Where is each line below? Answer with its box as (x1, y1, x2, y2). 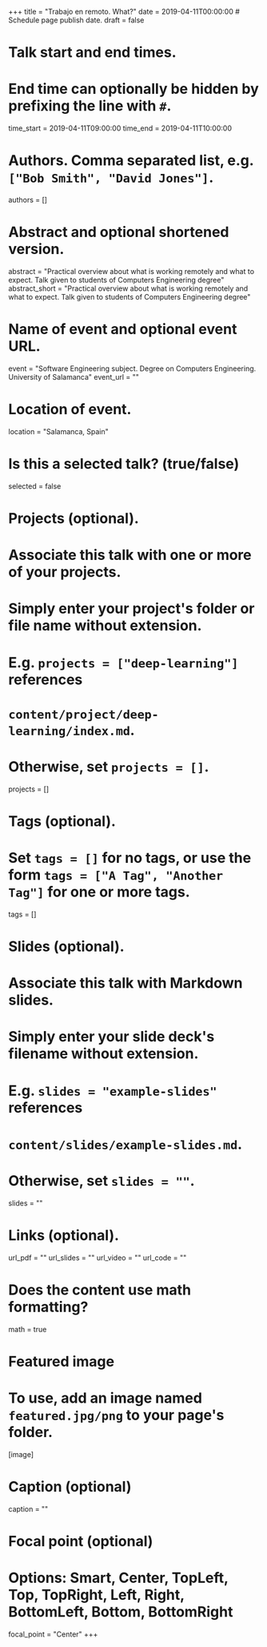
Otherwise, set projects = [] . (8, 757, 209, 775)
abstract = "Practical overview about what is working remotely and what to (8, 267, 254, 276)
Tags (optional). (8, 812, 116, 830)
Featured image (8, 1352, 114, 1371)
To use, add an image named (8, 1389, 202, 1407)
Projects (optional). (8, 509, 140, 527)
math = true (8, 1324, 47, 1334)
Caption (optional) (8, 1477, 132, 1496)
